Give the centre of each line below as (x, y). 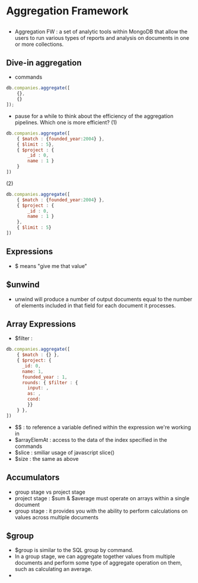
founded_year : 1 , (44, 377)
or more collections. (39, 44)
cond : (34, 399)
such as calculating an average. (53, 569)
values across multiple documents (57, 517)
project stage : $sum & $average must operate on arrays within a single (102, 498)
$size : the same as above (47, 459)
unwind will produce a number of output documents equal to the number (103, 299)
